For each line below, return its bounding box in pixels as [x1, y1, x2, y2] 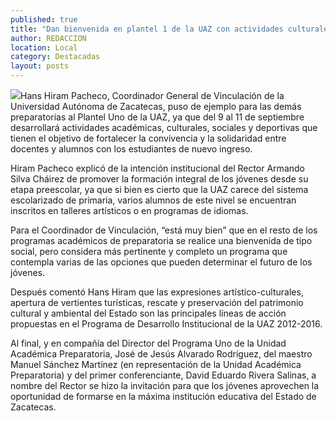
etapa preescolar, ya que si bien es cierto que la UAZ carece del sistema [10, 184, 309, 195]
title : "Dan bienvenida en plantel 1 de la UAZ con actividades [10, 24, 284, 34]
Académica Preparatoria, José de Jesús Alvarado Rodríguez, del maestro [10, 348, 313, 360]
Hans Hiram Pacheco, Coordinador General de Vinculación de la [20, 90, 285, 101]
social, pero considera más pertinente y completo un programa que [10, 246, 288, 257]
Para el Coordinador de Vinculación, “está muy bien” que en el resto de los [10, 224, 318, 236]
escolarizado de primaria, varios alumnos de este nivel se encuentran [10, 194, 297, 206]
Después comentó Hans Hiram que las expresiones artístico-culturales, [10, 286, 304, 298]
